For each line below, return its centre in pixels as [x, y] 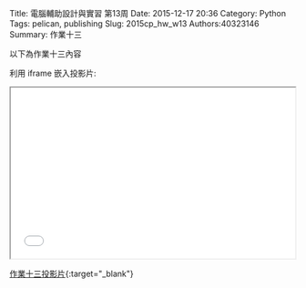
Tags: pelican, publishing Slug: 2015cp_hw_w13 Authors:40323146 [134, 24]
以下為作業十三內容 [46, 54]
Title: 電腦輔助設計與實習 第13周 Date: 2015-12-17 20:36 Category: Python [148, 13]
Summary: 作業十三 [46, 34]
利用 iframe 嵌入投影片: [53, 73]
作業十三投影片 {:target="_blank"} [71, 273]
